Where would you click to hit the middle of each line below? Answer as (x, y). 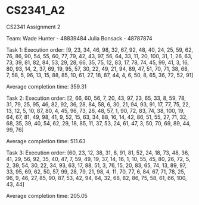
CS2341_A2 (36, 10)
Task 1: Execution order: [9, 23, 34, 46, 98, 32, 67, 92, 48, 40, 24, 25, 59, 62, (100, 50)
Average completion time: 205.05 (47, 195)
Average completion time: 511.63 (46, 141)
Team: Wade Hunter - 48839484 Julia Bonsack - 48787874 (80, 38)
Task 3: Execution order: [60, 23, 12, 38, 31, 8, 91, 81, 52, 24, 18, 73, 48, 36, (98, 153)
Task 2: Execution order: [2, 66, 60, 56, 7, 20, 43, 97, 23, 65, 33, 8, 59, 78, (96, 98)
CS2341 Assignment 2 (33, 27)
